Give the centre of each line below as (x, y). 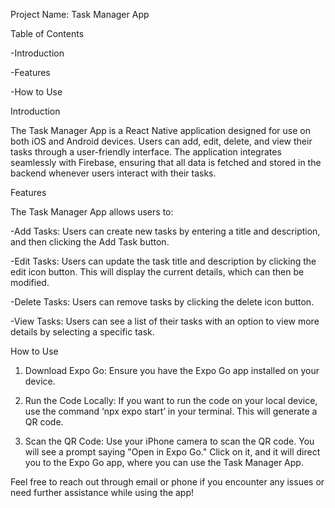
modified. (30, 282)
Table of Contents (47, 33)
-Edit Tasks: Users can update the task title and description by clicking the (163, 261)
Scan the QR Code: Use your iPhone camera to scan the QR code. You (169, 441)
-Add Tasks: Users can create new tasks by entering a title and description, (165, 231)
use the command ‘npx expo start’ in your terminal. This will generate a (171, 411)
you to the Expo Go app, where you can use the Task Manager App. (164, 462)
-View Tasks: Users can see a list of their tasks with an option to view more (165, 321)
